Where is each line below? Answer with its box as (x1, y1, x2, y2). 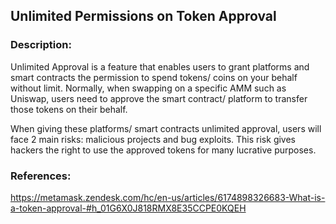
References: (10, 169, 72, 183)
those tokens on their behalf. (10, 103, 128, 115)
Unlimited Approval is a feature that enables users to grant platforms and (10, 60, 310, 73)
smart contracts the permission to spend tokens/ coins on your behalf (10, 71, 298, 83)
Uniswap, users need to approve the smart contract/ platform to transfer (10, 92, 308, 104)
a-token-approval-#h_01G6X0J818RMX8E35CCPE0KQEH (10, 202, 247, 214)
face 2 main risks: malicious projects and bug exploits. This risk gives (10, 133, 296, 145)
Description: (10, 38, 72, 52)
